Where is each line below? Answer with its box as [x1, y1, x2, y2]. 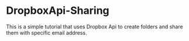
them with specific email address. [6, 29, 87, 36]
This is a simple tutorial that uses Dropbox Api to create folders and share [6, 23, 183, 30]
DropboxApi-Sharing [6, 4, 109, 17]
